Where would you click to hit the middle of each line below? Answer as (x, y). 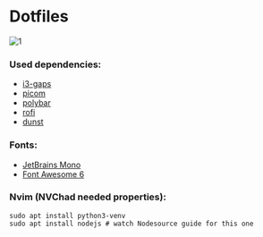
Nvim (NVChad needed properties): (88, 197)
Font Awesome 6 (53, 174)
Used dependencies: (55, 64)
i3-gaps (37, 84)
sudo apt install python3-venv (68, 216)
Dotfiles (39, 17)
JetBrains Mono (51, 165)
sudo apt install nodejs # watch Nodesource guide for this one (131, 224)
